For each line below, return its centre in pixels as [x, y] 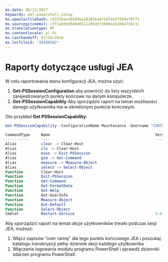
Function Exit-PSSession [39, 177]
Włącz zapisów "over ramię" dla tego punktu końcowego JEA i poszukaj [86, 238]
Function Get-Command [35, 181]
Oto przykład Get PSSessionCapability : [46, 116]
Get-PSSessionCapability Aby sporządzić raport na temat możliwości [85, 101]
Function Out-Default [35, 204]
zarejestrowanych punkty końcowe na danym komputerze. [73, 96]
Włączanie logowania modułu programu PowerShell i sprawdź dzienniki [86, 249]
